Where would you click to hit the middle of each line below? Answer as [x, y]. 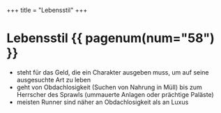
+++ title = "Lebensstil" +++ [47, 10]
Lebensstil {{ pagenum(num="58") [111, 38]
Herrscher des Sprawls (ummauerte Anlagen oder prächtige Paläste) [115, 94]
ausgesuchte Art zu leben [54, 80]
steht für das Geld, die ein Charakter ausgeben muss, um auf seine [113, 72]
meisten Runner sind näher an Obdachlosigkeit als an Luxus [102, 102]
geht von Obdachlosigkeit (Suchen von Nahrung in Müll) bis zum [109, 87]
